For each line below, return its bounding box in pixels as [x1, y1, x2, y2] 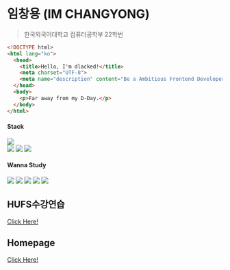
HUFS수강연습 [7, 199, 65, 210]
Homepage [7, 237, 55, 249]
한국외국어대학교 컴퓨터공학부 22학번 [23, 30, 123, 38]
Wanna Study [7, 161, 47, 169]
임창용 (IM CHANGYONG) [7, 6, 150, 22]
